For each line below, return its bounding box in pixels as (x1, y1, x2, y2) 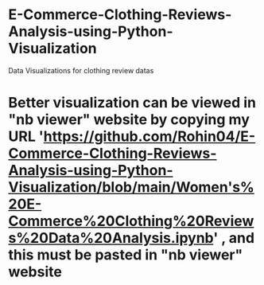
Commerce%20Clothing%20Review (8, 213, 254, 230)
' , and (213, 229, 255, 248)
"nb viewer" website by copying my (8, 111, 250, 129)
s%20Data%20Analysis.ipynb (8, 229, 214, 248)
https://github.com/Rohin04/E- (43, 127, 256, 146)
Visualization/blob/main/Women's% (8, 178, 254, 197)
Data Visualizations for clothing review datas (8, 65, 154, 75)
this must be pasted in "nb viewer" (8, 246, 243, 264)
